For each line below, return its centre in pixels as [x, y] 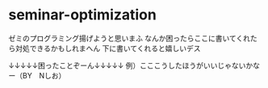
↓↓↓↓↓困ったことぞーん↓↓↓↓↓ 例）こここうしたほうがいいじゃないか [131, 65]
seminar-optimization [83, 15]
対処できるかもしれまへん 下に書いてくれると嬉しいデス [108, 48]
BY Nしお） [44, 75]
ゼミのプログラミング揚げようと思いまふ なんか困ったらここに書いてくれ [130, 38]
